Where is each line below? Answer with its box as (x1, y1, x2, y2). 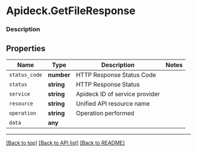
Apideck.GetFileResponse (6, 4, 136, 18)
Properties (6, 43, 46, 54)
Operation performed (76, 109, 135, 117)
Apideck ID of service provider (76, 90, 160, 98)
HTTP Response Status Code (76, 71, 157, 79)
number (47, 71, 70, 79)
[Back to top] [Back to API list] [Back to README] (6, 139, 125, 146)
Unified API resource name (76, 99, 150, 107)
